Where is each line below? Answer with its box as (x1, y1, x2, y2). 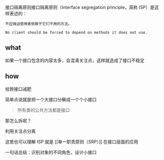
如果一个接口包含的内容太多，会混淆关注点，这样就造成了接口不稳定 (5, 57, 145, 63)
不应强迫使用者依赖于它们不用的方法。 (5, 21, 72, 26)
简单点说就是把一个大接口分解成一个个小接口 (5, 96, 97, 102)
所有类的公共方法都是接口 (17, 107, 70, 113)
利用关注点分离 (5, 128, 36, 134)
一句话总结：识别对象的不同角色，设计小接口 (5, 149, 97, 155)
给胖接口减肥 (5, 86, 31, 92)
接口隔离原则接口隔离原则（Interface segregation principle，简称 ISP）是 (5, 4, 155, 10)
